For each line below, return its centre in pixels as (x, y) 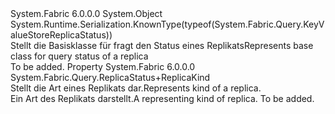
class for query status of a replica (79, 56)
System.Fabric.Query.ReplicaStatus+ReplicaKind (110, 77)
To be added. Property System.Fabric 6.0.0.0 (103, 66)
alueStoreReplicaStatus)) (61, 35)
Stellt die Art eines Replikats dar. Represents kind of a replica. (136, 88)
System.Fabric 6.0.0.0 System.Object (86, 13)
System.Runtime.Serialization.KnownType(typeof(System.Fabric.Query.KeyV (167, 24)
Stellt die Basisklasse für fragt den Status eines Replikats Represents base (162, 45)
